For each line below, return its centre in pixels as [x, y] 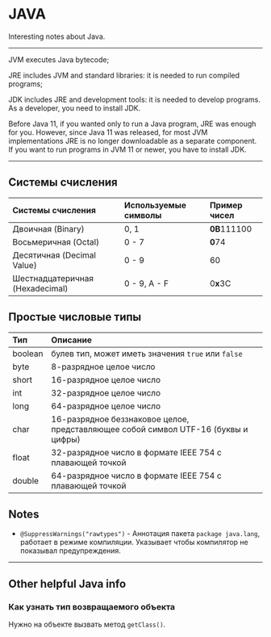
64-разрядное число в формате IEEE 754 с [136, 476]
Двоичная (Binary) [48, 228]
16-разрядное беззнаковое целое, [120, 419]
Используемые [155, 205]
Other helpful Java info [67, 583]
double [25, 480]
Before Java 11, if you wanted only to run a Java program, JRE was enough [132, 124]
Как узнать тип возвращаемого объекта [92, 606]
